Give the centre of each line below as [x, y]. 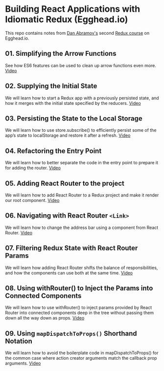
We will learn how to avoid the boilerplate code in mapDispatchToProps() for [82, 353]
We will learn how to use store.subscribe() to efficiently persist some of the [81, 130]
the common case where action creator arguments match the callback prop [81, 358]
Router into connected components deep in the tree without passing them [80, 313]
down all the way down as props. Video [45, 318]
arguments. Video [23, 363]
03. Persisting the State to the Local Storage [74, 118]
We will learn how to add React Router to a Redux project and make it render [82, 195]
